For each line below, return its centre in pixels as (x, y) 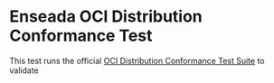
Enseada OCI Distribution (106, 17)
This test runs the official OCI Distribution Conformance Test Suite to (137, 60)
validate (24, 70)
